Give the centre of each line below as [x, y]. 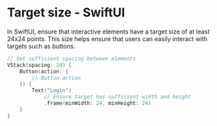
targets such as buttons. [41, 46]
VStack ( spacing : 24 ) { [39, 65]
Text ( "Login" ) [52, 90]
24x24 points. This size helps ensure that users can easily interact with [107, 38]
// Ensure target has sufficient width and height [117, 97]
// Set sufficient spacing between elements [72, 59]
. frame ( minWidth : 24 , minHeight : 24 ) [98, 103]
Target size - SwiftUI [66, 13]
